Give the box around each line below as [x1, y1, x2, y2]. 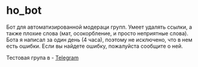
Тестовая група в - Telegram [6, 54, 79, 61]
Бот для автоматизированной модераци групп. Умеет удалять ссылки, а [6, 23, 193, 31]
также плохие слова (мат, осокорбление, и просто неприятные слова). [6, 29, 189, 36]
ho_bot [6, 4, 42, 17]
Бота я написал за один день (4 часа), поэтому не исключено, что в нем [6, 36, 193, 43]
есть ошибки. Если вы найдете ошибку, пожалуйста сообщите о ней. [6, 42, 183, 50]
